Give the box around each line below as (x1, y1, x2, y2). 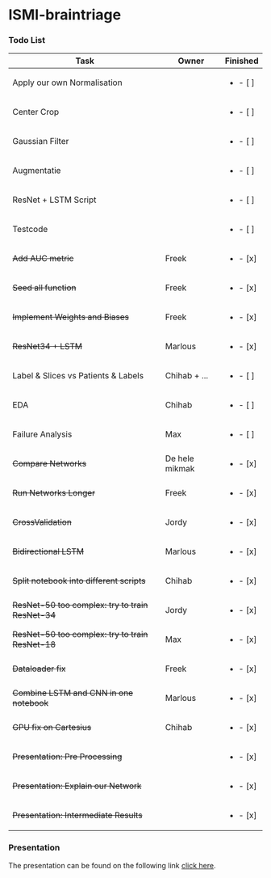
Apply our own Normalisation (12, 77, 123, 88)
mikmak (165, 463, 195, 475)
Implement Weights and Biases (12, 311, 129, 323)
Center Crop (12, 107, 60, 118)
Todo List (8, 35, 46, 46)
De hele (165, 453, 195, 464)
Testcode (12, 224, 48, 235)
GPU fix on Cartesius (12, 722, 92, 733)
